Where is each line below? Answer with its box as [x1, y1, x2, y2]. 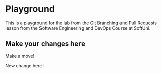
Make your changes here [5, 40, 86, 48]
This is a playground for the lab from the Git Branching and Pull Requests [5, 20, 157, 26]
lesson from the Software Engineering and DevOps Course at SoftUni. [5, 25, 151, 31]
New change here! [5, 62, 44, 68]
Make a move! [5, 53, 34, 59]
